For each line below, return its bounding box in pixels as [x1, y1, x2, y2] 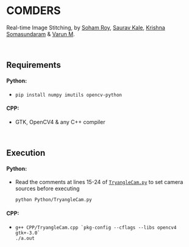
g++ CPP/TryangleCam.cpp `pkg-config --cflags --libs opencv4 [15, 224, 177, 230]
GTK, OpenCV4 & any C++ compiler [15, 118, 105, 125]
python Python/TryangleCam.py [15, 197, 93, 203]
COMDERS [6, 4, 61, 18]
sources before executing [15, 185, 80, 193]
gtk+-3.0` [15, 230, 41, 236]
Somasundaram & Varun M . [6, 30, 75, 37]
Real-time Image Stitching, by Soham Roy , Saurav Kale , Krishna [6, 24, 166, 31]
